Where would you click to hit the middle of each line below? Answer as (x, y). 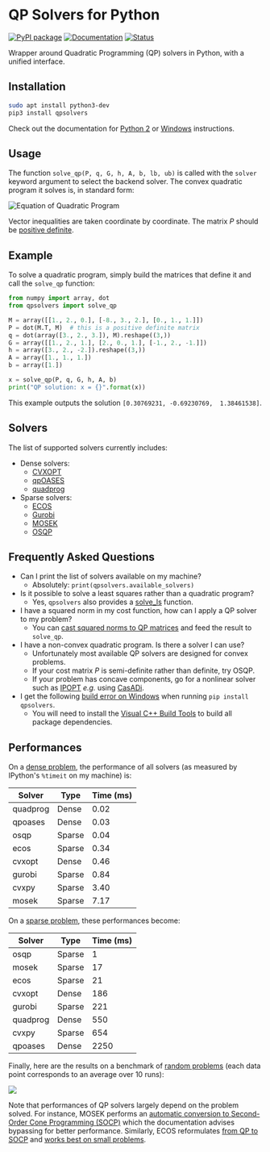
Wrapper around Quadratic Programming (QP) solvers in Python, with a (126, 52)
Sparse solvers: (46, 497)
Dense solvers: (45, 463)
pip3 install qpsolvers (48, 113)
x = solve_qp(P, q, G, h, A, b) (62, 380)
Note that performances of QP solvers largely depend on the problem (124, 1105)
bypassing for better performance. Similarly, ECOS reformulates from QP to (133, 1131)
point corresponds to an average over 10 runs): (86, 1075)
